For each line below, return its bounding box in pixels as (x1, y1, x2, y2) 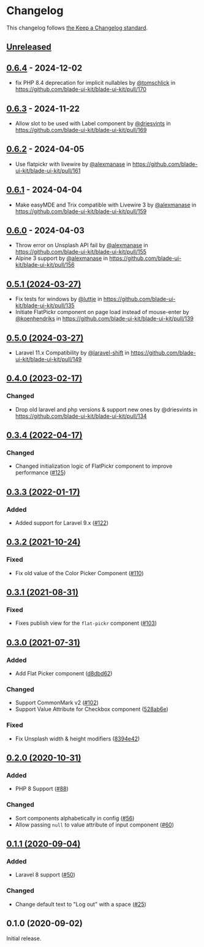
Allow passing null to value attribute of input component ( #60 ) (15, 821, 175, 828)
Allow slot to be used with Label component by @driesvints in (15, 119, 172, 127)
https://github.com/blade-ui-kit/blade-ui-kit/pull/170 (15, 85, 147, 93)
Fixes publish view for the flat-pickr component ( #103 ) (15, 619, 157, 627)
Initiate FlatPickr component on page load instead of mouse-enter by (15, 308, 189, 316)
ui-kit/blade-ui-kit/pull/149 (15, 356, 82, 363)
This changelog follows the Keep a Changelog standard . (6, 24, 148, 31)
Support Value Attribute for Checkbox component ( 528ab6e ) (15, 705, 168, 713)
